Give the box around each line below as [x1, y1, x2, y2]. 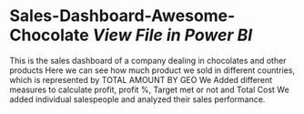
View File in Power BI [92, 25, 253, 46]
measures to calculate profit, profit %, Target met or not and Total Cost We [9, 84, 289, 95]
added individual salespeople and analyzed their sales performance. [9, 93, 266, 105]
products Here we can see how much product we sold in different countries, [9, 65, 296, 76]
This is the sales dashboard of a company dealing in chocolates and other [9, 55, 287, 66]
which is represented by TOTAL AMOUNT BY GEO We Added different [9, 74, 273, 85]
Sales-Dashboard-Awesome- [9, 5, 236, 26]
